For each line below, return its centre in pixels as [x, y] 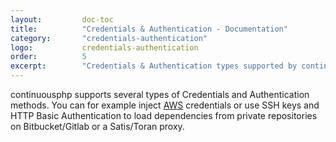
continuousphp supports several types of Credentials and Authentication [160, 94]
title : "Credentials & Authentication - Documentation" [149, 29]
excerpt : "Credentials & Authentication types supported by [154, 66]
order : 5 [48, 57]
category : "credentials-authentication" [109, 38]
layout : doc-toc [62, 19]
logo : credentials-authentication [104, 47]
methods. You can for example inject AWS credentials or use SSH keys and [165, 105]
